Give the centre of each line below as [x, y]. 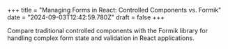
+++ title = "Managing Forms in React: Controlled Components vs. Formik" [114, 10]
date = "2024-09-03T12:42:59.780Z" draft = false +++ [86, 17]
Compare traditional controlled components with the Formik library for [108, 31]
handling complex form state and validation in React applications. [101, 38]
